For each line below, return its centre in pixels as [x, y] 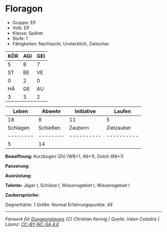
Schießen [49, 128]
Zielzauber [119, 128]
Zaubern [79, 128]
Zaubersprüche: [22, 195]
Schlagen [19, 128]
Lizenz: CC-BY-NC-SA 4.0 [32, 224]
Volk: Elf [21, 27]
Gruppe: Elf [24, 22]
